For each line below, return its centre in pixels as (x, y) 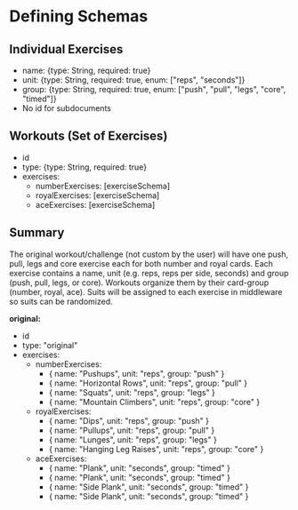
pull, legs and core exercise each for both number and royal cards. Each (141, 263)
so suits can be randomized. (61, 301)
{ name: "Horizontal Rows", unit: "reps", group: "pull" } (148, 383)
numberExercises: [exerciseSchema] (103, 186)
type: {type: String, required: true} (85, 167)
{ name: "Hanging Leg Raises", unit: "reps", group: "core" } (156, 449)
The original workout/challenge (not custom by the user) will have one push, (149, 254)
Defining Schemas (79, 16)
